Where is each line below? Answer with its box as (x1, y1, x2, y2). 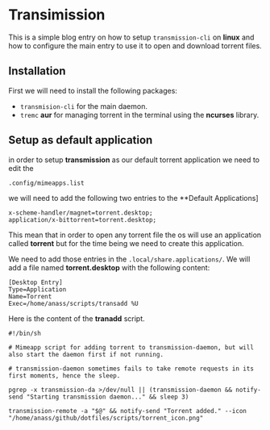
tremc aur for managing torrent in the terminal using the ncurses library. (19, 110, 260, 119)
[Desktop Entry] (8, 278, 63, 286)
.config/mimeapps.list (8, 179, 85, 187)
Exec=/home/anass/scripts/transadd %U (8, 299, 139, 307)
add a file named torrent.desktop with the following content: (8, 262, 210, 272)
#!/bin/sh (8, 329, 42, 337)
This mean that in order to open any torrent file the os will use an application (8, 230, 262, 240)
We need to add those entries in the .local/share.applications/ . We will (8, 254, 251, 264)
